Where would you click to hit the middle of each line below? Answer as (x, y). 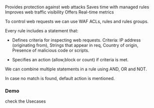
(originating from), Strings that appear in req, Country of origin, (75, 45)
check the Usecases (26, 101)
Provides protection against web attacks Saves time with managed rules (77, 7)
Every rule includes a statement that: (42, 31)
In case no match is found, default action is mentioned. (60, 78)
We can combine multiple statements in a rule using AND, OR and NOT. (76, 69)
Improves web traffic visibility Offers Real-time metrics (60, 12)
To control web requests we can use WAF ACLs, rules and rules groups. (77, 21)
